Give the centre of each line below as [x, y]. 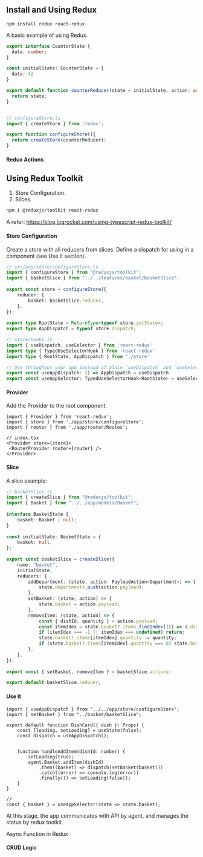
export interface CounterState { [48, 46]
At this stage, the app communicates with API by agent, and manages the [98, 815]
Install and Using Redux [52, 10]
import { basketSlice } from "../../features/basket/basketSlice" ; [93, 278]
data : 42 [23, 74]
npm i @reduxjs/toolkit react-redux [52, 210]
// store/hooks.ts [29, 340]
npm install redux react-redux [46, 24]
